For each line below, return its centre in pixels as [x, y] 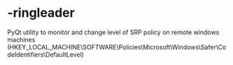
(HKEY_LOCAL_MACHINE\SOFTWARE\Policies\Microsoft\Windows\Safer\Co [117, 47]
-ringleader [41, 13]
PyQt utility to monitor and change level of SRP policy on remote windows [113, 32]
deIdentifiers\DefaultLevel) [45, 55]
